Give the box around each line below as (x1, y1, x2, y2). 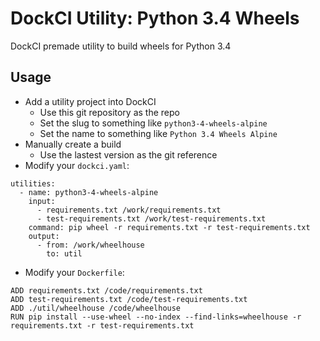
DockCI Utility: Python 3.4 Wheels (10, 7, 300, 30)
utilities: (10, 178, 56, 189)
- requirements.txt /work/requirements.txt (36, 205, 222, 215)
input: (28, 196, 56, 206)
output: (28, 231, 60, 241)
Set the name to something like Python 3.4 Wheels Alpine (39, 127, 278, 139)
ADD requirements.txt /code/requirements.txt (10, 285, 203, 296)
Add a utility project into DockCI (24, 95, 157, 107)
